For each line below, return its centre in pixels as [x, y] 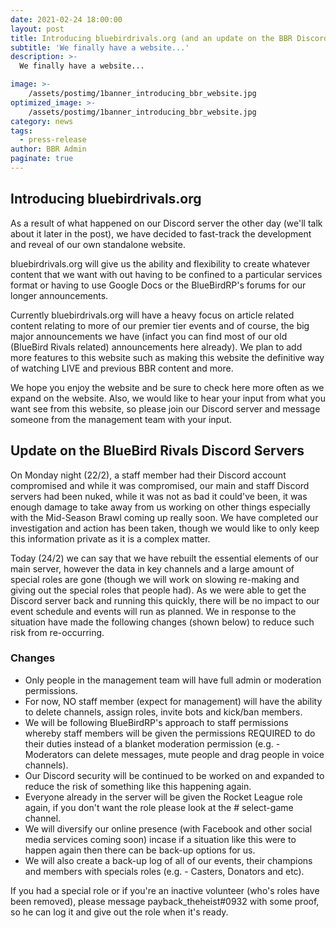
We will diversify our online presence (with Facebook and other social [168, 828]
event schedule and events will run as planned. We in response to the [153, 611]
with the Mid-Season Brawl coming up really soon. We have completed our [164, 517]
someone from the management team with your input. [121, 419]
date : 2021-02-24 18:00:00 [66, 19]
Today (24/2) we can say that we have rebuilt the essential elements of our [164, 558]
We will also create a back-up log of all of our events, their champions [168, 860]
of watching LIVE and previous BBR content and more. [122, 368]
